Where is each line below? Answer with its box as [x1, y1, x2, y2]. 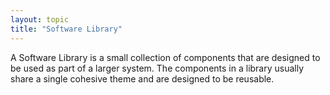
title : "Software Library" [10, 24, 123, 34]
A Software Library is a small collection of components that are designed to [10, 51, 321, 63]
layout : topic [10, 14, 70, 25]
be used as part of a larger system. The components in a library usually [10, 62, 305, 74]
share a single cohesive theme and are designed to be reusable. [10, 72, 275, 85]
